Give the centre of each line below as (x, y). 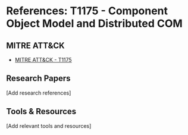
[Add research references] (39, 93)
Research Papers (38, 79)
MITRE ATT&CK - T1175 (43, 60)
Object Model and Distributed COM (94, 23)
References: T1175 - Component (87, 11)
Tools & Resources (41, 112)
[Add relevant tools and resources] (49, 125)
